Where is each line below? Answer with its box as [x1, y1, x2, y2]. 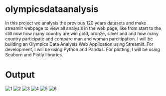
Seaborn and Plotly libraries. [5, 51, 63, 58]
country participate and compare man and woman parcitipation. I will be [5, 36, 153, 42]
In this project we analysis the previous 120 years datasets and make [5, 20, 146, 26]
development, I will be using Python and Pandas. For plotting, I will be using [5, 46, 161, 52]
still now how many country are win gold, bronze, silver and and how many [5, 30, 159, 36]
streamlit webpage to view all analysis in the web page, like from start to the [5, 25, 161, 31]
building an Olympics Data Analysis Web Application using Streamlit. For [5, 41, 154, 47]
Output [5, 69, 35, 81]
